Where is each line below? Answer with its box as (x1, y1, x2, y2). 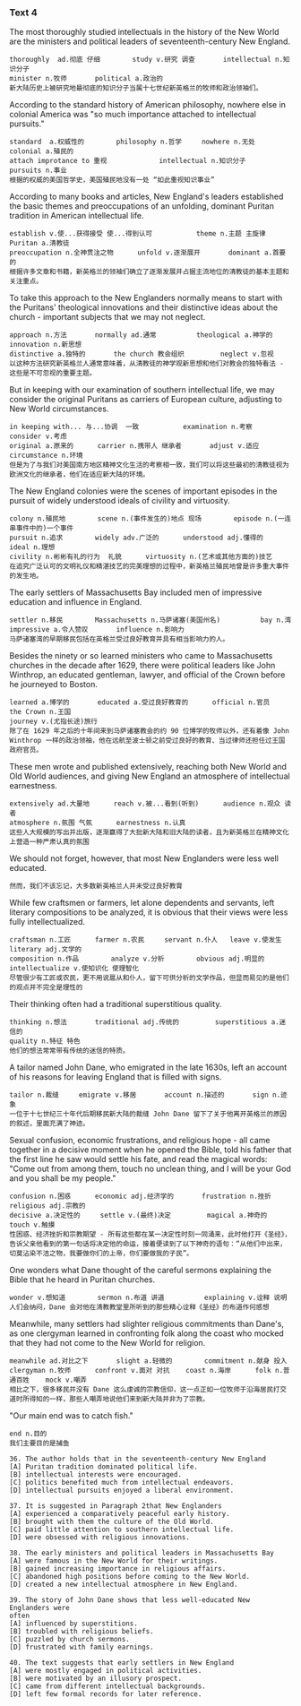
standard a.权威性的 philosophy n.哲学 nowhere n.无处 (9, 137, 255, 147)
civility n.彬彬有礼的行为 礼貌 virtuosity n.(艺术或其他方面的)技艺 (9, 553, 273, 562)
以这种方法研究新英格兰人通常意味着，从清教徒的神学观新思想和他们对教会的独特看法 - (9, 359, 284, 368)
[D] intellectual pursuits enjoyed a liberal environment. (9, 1486, 235, 1495)
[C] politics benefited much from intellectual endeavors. (9, 1478, 235, 1487)
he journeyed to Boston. (9, 679, 99, 690)
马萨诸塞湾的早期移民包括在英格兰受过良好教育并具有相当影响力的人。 (9, 634, 230, 644)
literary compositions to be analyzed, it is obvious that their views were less (9, 907, 288, 918)
